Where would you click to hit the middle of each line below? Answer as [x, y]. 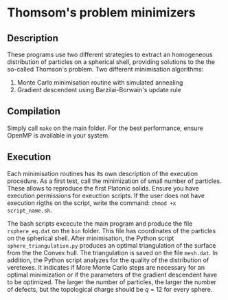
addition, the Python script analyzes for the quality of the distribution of [108, 260]
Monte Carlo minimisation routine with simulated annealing [100, 83]
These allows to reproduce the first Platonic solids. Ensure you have [103, 188]
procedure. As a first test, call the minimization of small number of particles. [114, 181]
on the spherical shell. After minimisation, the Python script [91, 238]
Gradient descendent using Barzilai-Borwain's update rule [99, 90]
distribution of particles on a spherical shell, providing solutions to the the [111, 62]
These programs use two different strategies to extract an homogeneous [110, 54]
